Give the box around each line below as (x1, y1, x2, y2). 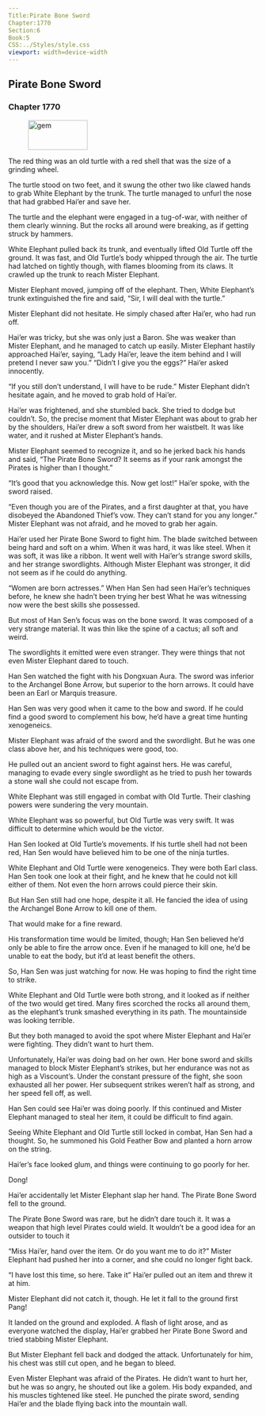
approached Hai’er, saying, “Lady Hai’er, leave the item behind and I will (8, 349, 241, 359)
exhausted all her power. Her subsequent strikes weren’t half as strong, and (8, 1079, 255, 1090)
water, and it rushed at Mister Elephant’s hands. (8, 430, 164, 440)
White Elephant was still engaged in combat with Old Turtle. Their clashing (8, 792, 251, 801)
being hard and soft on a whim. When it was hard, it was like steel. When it (8, 542, 251, 552)
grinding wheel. (8, 164, 59, 174)
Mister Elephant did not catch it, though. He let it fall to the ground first (8, 1293, 238, 1303)
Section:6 (8, 26, 41, 34)
